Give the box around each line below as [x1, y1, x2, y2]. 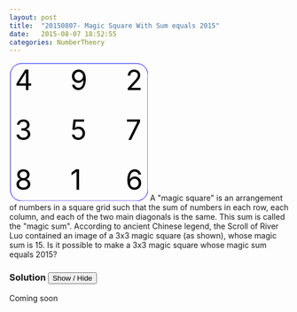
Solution [9, 271, 47, 284]
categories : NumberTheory [9, 37, 105, 47]
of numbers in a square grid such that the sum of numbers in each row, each [9, 202, 289, 213]
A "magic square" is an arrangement [149, 192, 284, 204]
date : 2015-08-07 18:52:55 [9, 29, 117, 38]
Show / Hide [51, 274, 93, 284]
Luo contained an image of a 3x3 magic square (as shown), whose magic [9, 230, 277, 241]
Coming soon [9, 292, 59, 303]
